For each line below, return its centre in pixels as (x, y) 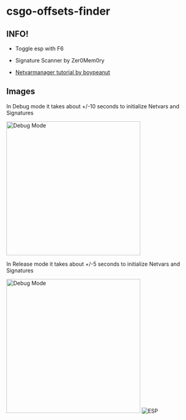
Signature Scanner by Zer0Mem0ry (60, 60)
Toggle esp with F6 (39, 48)
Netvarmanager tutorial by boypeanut (62, 72)
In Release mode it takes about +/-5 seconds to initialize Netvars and (93, 264)
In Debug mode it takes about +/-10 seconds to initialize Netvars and (93, 106)
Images (21, 92)
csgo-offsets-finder (58, 11)
